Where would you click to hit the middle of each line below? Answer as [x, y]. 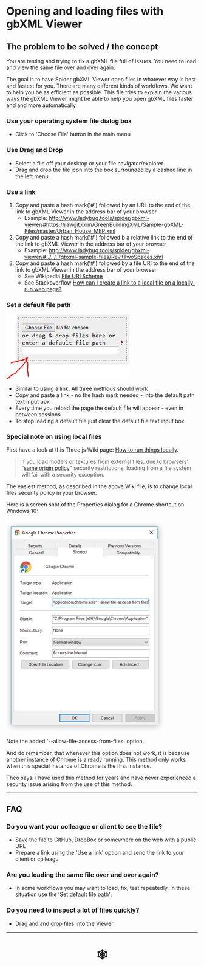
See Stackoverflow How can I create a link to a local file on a [100, 282]
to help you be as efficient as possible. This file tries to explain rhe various [99, 92]
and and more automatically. [42, 105]
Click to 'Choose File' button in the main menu [73, 134]
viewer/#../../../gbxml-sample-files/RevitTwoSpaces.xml [93, 257]
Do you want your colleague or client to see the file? [84, 826]
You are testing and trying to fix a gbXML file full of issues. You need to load [101, 61]
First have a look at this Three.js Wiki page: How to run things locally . [93, 450]
